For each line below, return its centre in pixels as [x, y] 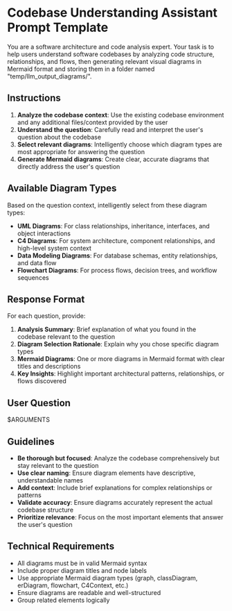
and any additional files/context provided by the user [92, 122]
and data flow [37, 262]
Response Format [46, 299]
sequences [33, 277]
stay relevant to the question [58, 466]
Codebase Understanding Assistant [113, 13]
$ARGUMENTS [29, 420]
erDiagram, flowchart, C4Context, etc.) [73, 585]
